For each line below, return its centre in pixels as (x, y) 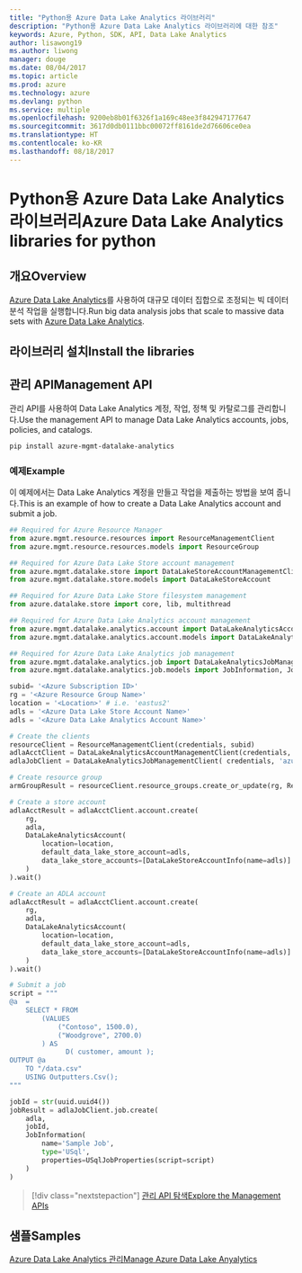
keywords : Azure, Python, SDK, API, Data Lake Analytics (118, 34)
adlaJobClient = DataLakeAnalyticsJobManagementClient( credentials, (142, 761)
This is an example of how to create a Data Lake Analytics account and (150, 503)
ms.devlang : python (46, 101)
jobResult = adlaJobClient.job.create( (84, 1110)
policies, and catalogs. (51, 429)
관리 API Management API (81, 385)
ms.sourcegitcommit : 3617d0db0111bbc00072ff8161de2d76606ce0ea (130, 127)
